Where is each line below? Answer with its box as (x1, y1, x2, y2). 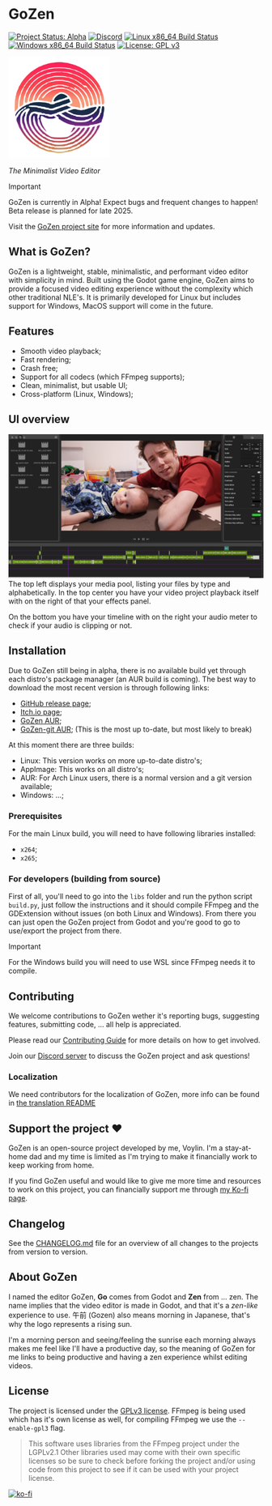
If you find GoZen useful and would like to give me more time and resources (8, 1176, 261, 1186)
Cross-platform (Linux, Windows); (19, 389, 134, 399)
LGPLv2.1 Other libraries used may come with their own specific (28, 1447, 241, 1457)
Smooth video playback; (19, 346, 101, 356)
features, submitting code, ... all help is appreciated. (8, 1020, 182, 1030)
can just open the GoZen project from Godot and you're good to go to (8, 917, 240, 928)
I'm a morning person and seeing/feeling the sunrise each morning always (8, 1334, 257, 1345)
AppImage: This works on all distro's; (19, 764, 144, 774)
